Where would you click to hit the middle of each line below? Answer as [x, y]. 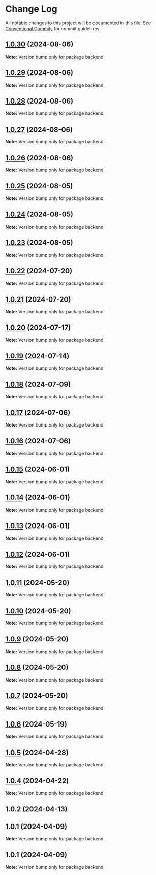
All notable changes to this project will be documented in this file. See [78, 23]
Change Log [31, 9]
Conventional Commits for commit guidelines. [53, 28]
